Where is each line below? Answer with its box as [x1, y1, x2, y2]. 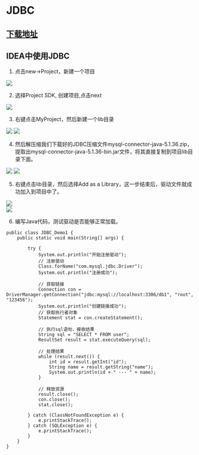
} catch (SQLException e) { [27, 423, 97, 429]
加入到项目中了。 [20, 188, 63, 195]
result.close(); [38, 392, 79, 398]
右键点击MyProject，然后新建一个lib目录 [14, 116, 115, 123]
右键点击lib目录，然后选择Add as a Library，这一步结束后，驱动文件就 [14, 180, 187, 188]
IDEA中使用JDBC [6, 51, 70, 61]
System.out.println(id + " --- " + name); [48, 370, 157, 376]
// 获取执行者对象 [38, 310, 78, 316]
